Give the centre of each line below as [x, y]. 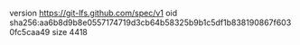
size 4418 [70, 32]
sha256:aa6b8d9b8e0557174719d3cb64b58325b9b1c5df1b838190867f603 [150, 22]
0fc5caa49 [30, 32]
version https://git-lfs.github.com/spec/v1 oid [94, 13]
